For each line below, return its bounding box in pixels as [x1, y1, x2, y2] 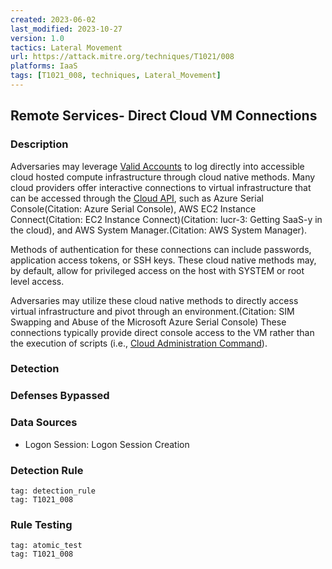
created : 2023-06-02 [10, 14, 97, 25]
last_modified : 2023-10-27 [10, 24, 123, 34]
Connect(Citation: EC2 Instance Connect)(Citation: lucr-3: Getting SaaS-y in [10, 213, 323, 225]
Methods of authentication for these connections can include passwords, [10, 243, 312, 255]
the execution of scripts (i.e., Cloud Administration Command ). [10, 337, 268, 349]
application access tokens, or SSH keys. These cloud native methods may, [10, 254, 317, 266]
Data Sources [10, 416, 78, 430]
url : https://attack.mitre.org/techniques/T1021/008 [10, 52, 235, 62]
